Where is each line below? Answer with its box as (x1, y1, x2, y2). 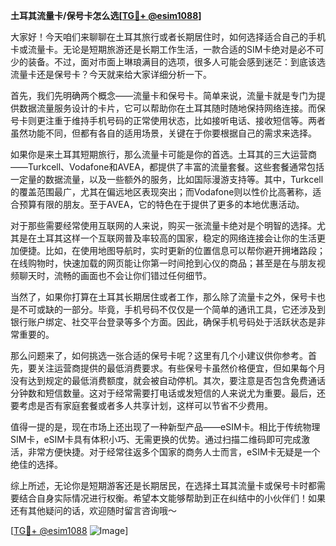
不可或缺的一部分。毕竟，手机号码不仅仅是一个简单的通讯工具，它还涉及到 (18, 304, 326, 315)
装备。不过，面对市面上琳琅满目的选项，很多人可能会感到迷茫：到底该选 (27, 56, 326, 68)
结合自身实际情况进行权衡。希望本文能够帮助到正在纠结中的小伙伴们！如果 (18, 492, 326, 504)
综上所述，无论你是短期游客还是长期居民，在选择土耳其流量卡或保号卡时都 (10, 480, 317, 491)
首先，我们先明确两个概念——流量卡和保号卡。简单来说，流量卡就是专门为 (10, 90, 317, 101)
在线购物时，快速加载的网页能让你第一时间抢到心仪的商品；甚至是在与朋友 (10, 257, 317, 269)
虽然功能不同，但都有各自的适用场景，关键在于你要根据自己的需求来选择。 (10, 127, 317, 139)
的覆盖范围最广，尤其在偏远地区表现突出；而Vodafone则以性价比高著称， (10, 186, 313, 198)
